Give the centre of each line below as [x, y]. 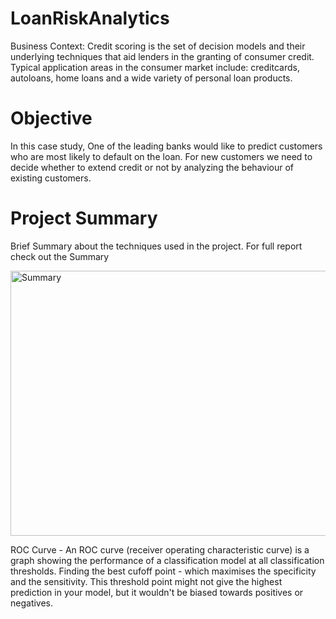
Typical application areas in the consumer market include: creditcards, [155, 67]
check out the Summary [60, 256]
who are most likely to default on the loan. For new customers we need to [161, 156]
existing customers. [51, 178]
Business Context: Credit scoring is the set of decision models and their [158, 46]
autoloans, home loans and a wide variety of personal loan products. [151, 78]
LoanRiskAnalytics [90, 18]
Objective [51, 118]
